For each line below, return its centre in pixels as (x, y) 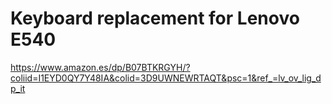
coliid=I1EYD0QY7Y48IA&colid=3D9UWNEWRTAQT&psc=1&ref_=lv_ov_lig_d (166, 78)
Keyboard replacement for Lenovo (155, 18)
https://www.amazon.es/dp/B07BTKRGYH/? (100, 67)
